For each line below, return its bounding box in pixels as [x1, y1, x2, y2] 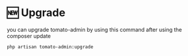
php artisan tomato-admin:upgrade [7, 43, 94, 50]
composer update [7, 32, 51, 39]
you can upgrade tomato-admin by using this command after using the [7, 26, 183, 33]
